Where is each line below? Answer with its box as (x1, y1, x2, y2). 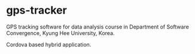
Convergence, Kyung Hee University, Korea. (6, 29, 115, 36)
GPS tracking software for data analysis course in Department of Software (6, 23, 190, 30)
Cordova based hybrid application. (6, 41, 92, 48)
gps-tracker (6, 4, 67, 17)
